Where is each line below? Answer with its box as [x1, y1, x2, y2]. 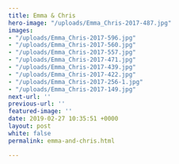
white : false [8, 129, 51, 137]
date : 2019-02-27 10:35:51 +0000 [8, 115, 119, 123]
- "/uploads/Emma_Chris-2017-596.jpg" [8, 33, 136, 42]
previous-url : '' [8, 100, 66, 108]
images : [8, 26, 34, 34]
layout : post [8, 122, 51, 130]
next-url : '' [8, 93, 51, 101]
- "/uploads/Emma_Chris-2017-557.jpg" [8, 48, 136, 56]
